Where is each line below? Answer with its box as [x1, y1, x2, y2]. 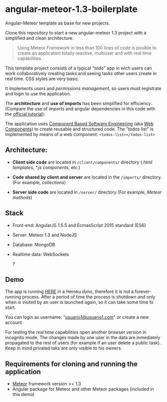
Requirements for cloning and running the [5, 359, 138, 368]
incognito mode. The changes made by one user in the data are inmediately [5, 334, 161, 340]
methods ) [12, 194, 32, 200]
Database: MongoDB [12, 241, 55, 247]
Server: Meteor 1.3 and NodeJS [12, 231, 77, 238]
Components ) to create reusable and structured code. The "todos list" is [5, 126, 154, 132]
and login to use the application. [5, 90, 71, 96]
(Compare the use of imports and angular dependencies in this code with [5, 105, 156, 111]
